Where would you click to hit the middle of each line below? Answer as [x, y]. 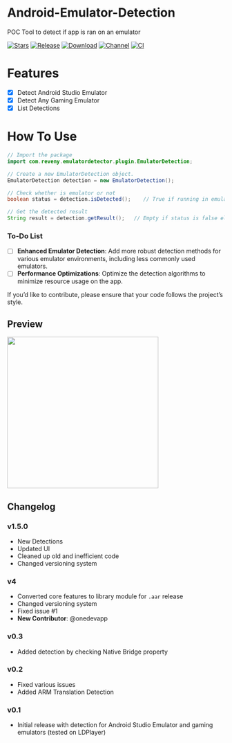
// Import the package [40, 155]
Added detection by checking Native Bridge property [92, 652]
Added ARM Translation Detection [65, 692]
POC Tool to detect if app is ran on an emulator [74, 32]
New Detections [40, 541]
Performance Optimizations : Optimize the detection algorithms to [111, 274]
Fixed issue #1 [37, 611]
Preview [25, 324]
